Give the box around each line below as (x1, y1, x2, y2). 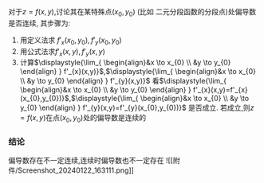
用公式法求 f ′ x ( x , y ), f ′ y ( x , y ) (19, 46, 106, 58)
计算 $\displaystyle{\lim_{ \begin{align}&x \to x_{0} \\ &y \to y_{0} (19, 58, 231, 68)
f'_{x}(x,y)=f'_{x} (192, 85, 249, 95)
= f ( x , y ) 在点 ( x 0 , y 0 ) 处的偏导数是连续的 (19, 113, 146, 125)
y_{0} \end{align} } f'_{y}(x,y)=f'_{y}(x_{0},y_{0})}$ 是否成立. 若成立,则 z (19, 103, 254, 113)
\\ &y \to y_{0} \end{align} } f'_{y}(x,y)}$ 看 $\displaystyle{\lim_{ (19, 76, 227, 86)
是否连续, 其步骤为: (8, 18, 71, 28)
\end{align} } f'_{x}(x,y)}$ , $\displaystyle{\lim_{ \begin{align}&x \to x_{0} (19, 67, 257, 76)
